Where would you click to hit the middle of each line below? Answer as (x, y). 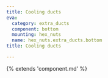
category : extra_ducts (41, 23)
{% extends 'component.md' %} (47, 68)
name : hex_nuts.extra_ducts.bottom (57, 40)
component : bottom (35, 29)
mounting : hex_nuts (37, 35)
